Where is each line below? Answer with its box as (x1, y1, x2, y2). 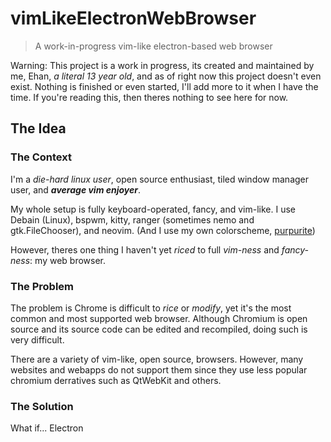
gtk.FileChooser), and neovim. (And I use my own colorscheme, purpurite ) (10, 224, 316, 236)
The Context (10, 150, 73, 164)
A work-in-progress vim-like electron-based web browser (34, 40, 273, 52)
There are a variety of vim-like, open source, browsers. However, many (10, 353, 304, 365)
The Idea (10, 120, 67, 137)
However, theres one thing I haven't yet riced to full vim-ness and (10, 243, 280, 256)
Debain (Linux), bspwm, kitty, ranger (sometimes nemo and (10, 213, 255, 226)
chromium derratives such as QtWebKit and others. (10, 374, 222, 386)
